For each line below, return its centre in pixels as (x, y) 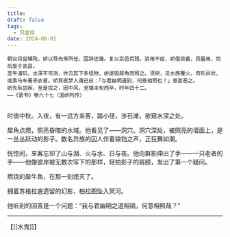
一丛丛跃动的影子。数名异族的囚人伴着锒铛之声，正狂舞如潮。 (94, 138)
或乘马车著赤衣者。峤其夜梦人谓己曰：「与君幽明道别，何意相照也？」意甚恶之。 (103, 81)
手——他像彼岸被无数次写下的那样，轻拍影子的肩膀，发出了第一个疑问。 (109, 162)
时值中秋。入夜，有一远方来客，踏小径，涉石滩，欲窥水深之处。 (97, 115)
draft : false (26, 20)
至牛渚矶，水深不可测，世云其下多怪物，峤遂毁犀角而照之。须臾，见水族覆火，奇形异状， (114, 74)
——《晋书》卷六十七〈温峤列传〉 (46, 96)
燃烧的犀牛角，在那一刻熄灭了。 (52, 176)
